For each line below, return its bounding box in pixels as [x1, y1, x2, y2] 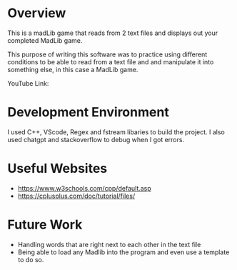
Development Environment [7, 104, 169, 121]
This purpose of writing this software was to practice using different [7, 50, 208, 59]
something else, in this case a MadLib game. [7, 65, 138, 74]
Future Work [7, 216, 83, 233]
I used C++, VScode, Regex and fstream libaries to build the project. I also [7, 127, 225, 136]
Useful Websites [7, 161, 108, 176]
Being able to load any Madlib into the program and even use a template [17, 248, 230, 256]
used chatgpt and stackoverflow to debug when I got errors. [7, 135, 184, 144]
